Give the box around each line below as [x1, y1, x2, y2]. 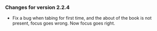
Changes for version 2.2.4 [5, 4, 70, 11]
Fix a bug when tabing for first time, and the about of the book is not [12, 15, 152, 21]
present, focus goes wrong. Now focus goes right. [12, 20, 115, 26]
